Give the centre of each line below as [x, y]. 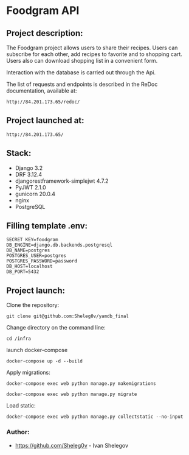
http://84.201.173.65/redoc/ [43, 102]
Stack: [19, 153]
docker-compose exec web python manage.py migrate [72, 394]
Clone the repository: [33, 305]
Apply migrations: [28, 373]
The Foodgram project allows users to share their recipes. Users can [92, 48]
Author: [18, 432]
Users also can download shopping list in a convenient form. [82, 61]
